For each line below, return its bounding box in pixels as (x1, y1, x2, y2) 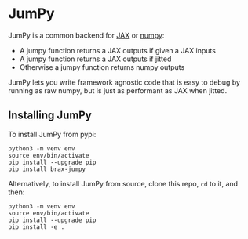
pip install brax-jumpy (8, 165, 86, 173)
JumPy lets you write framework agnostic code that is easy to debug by (8, 78, 241, 87)
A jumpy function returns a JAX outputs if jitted (19, 54, 172, 63)
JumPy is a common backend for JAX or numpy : (8, 31, 165, 40)
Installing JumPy (8, 109, 92, 122)
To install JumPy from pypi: (8, 129, 97, 139)
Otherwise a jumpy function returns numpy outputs (19, 62, 185, 71)
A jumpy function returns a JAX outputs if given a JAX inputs (19, 45, 216, 55)
